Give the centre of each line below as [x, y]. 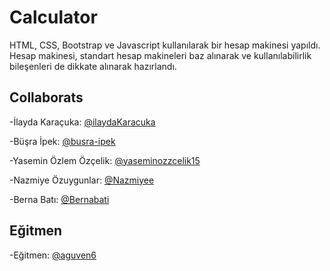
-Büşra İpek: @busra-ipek [62, 141]
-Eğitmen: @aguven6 [53, 255]
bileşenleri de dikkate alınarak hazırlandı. [93, 66]
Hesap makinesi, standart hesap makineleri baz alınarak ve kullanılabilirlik [160, 55]
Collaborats [46, 97]
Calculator [53, 17]
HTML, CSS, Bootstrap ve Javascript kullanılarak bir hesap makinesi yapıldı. [165, 45]
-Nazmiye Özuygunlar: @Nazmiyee [82, 180]
